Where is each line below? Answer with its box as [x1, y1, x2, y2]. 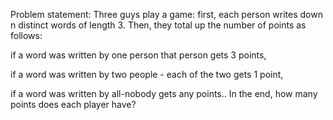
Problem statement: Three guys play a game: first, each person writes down [10, 9, 323, 20]
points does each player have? [10, 99, 137, 110]
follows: [10, 30, 43, 41]
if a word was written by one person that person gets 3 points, [10, 49, 267, 61]
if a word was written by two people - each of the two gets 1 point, [10, 69, 284, 80]
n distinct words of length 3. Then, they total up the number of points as [10, 19, 307, 31]
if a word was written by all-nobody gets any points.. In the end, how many [10, 88, 318, 99]
